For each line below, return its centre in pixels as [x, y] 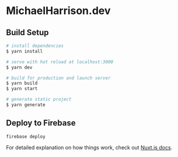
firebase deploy [26, 136]
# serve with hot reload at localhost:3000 [60, 62]
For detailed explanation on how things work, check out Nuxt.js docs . [89, 147]
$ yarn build [22, 83]
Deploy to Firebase [41, 123]
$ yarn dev [19, 67]
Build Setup [27, 33]
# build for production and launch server [58, 78]
